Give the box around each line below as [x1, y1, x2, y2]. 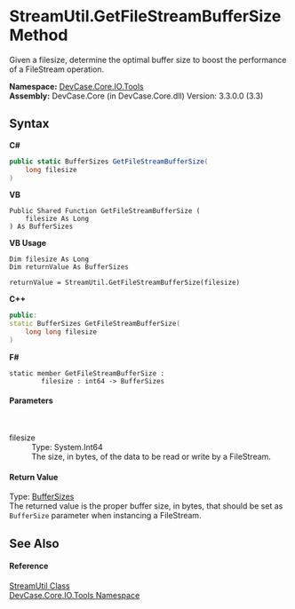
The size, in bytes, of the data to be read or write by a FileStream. [31, 451, 271, 463]
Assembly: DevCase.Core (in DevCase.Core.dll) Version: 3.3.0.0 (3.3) [9, 91, 264, 101]
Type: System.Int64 [31, 442, 104, 453]
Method [9, 25, 68, 45]
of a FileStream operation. [9, 64, 105, 75]
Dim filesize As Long [9, 255, 90, 264]
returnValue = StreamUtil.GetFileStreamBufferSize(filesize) [9, 278, 241, 288]
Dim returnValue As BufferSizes [9, 263, 129, 272]
